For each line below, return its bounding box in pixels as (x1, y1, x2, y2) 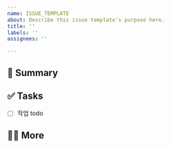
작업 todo (17, 109, 43, 117)
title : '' (7, 23, 36, 29)
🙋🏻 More (7, 129, 45, 141)
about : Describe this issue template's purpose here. (7, 16, 165, 23)
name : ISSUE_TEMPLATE (7, 10, 70, 17)
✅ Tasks (7, 90, 43, 101)
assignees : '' (7, 36, 48, 42)
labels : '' (7, 29, 39, 36)
